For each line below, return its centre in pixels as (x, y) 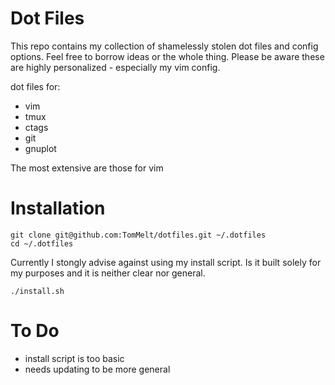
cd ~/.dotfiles (42, 243)
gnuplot (40, 148)
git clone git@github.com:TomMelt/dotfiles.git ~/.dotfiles (138, 235)
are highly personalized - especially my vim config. (115, 67)
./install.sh (37, 291)
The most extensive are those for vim (87, 168)
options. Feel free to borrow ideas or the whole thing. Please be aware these (167, 56)
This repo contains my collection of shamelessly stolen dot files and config (164, 46)
